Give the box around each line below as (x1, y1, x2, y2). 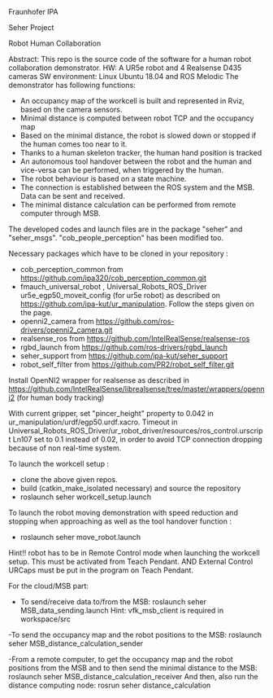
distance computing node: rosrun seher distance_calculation (8, 680, 211, 690)
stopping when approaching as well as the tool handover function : (8, 516, 232, 526)
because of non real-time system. (8, 443, 122, 453)
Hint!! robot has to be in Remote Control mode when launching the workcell (8, 548, 260, 557)
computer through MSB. (19, 209, 102, 218)
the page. (19, 308, 53, 317)
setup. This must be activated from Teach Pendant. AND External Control (8, 557, 253, 566)
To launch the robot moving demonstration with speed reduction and (8, 508, 238, 517)
